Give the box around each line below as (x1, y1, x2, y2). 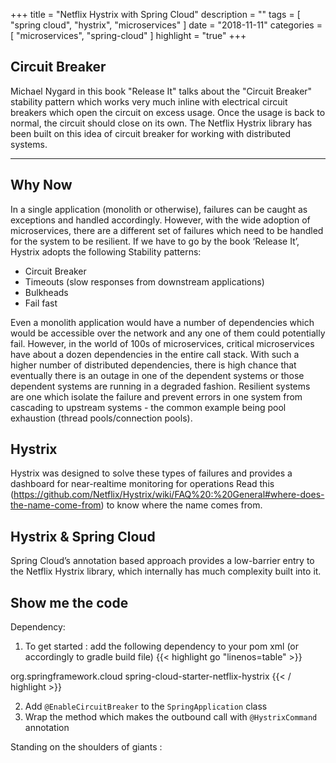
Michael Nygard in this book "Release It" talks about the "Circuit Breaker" (10, 85, 313, 97)
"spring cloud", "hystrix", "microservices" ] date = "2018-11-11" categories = (10, 19, 323, 31)
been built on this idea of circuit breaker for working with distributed (10, 127, 292, 139)
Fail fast (24, 297, 58, 309)
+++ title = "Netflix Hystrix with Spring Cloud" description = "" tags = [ (10, 9, 301, 20)
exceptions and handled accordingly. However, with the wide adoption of (10, 214, 311, 226)
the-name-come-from (10, 499, 102, 511)
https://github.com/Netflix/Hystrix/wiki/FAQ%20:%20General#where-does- (13, 489, 325, 501)
